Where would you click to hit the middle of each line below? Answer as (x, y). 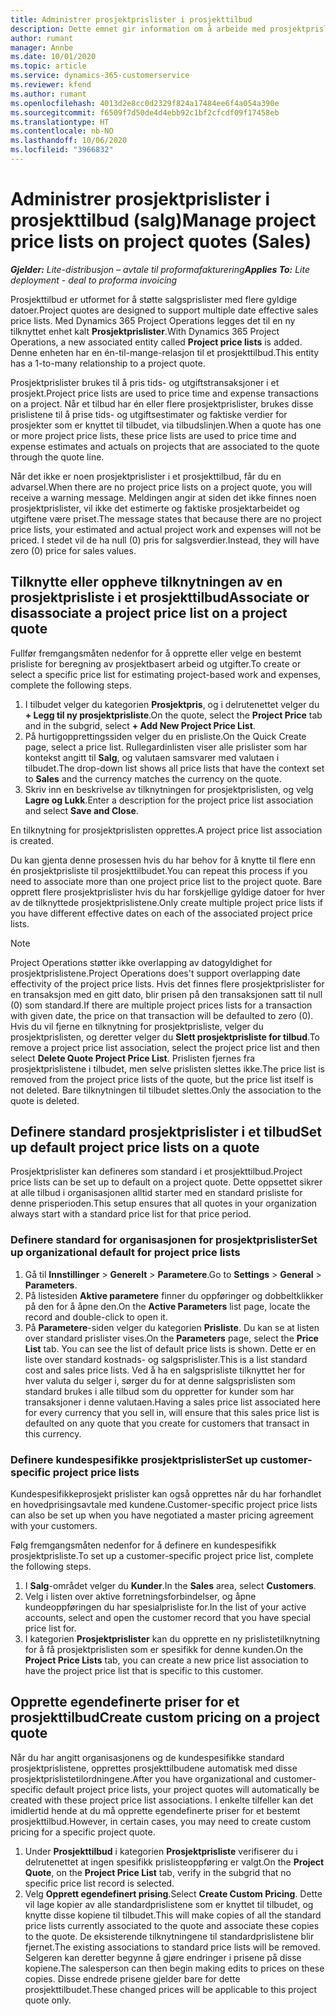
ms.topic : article (48, 66)
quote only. (48, 2000)
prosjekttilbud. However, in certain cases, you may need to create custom (161, 1821)
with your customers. (54, 1526)
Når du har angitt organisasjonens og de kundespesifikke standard (147, 1757)
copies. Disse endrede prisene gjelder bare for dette (132, 1978)
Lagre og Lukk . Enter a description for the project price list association (169, 800)
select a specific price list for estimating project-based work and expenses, (166, 674)
